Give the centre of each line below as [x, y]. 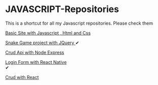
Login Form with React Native [36, 62]
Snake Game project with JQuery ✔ [42, 42]
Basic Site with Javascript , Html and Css [48, 33]
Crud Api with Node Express [35, 52]
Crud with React [22, 77]
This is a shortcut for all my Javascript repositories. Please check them [79, 23]
